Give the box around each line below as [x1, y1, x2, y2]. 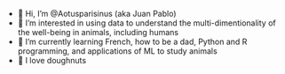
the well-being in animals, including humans [17, 27, 179, 37]
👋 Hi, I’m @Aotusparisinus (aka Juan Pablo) [17, 9, 177, 18]
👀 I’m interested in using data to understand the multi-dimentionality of [17, 18, 277, 28]
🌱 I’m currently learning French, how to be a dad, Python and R [17, 36, 248, 47]
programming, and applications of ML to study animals [17, 46, 218, 56]
